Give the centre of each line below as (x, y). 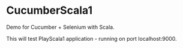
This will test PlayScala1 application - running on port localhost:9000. (91, 38)
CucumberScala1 (49, 10)
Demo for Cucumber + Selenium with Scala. (61, 27)
